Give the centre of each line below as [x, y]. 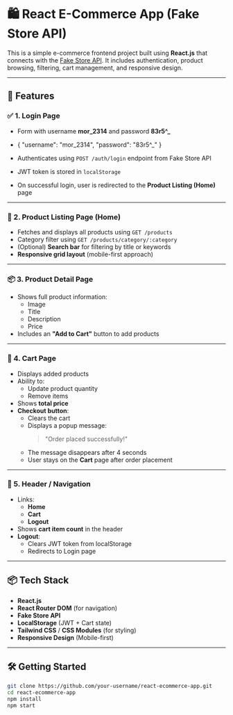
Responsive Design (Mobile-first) [66, 637]
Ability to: [31, 381]
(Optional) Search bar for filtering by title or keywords [94, 247]
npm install [24, 699]
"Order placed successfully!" [86, 439]
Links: [26, 499]
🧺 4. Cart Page [32, 358]
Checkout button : [43, 410]
